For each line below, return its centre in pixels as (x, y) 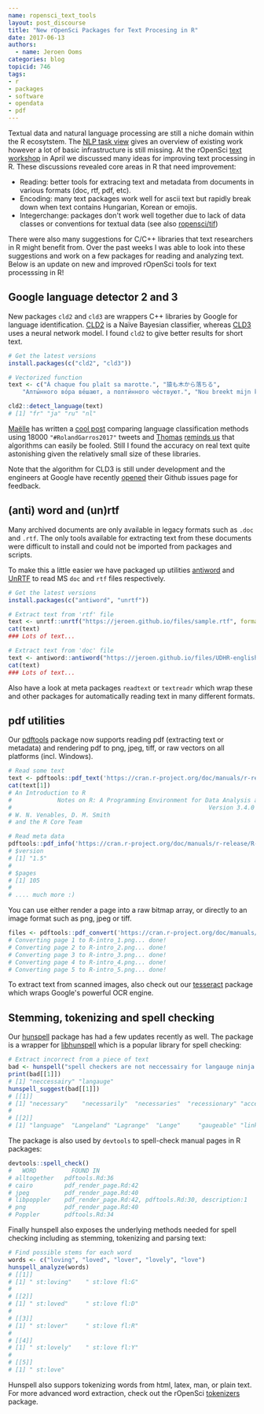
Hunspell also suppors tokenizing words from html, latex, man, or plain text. (130, 1385)
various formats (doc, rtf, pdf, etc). (75, 190)
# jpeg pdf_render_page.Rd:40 (73, 1193)
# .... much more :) (42, 895)
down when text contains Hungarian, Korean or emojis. (108, 207)
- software (26, 96)
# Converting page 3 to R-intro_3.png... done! (88, 954)
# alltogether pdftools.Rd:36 (61, 1178)
